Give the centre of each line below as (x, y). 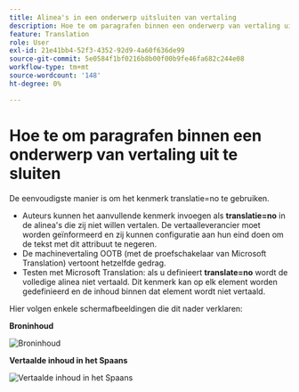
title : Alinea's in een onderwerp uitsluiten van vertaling (123, 17)
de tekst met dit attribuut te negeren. (89, 244)
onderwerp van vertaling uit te (124, 155)
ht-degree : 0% (36, 84)
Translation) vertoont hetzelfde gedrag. (94, 263)
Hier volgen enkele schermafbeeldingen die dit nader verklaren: (126, 308)
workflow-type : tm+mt (49, 68)
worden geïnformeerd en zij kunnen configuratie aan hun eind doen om (153, 234)
